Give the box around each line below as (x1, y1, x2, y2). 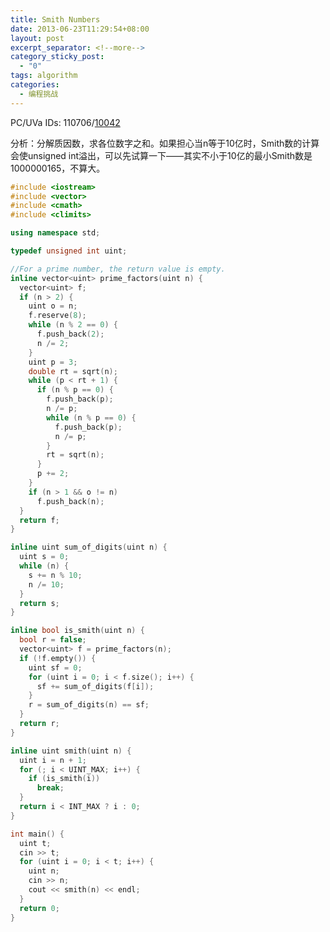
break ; (36, 783, 65, 793)
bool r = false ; (19, 635, 87, 645)
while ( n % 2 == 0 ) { (28, 320, 118, 330)
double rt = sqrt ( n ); (28, 366, 118, 376)
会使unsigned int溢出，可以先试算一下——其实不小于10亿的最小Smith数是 (10, 149, 313, 161)
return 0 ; (19, 903, 60, 913)
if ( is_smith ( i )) (28, 774, 101, 784)
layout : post (10, 33, 65, 43)
